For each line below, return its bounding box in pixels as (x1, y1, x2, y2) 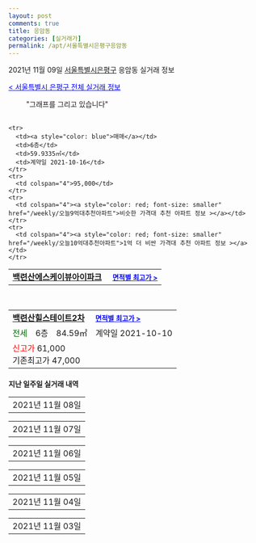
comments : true (8, 19, 60, 27)
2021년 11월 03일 (12, 520, 82, 532)
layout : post (8, 11, 52, 20)
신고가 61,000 (12, 343, 66, 354)
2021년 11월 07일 (12, 423, 82, 435)
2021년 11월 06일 (12, 448, 82, 459)
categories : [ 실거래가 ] (8, 34, 82, 43)
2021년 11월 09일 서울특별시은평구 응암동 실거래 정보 (8, 65, 175, 75)
